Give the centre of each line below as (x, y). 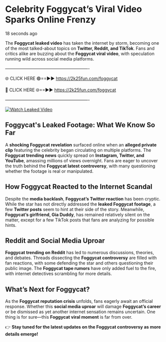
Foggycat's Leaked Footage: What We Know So (80, 125)
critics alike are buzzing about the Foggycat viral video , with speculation (80, 54)
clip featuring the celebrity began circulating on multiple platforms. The (78, 150)
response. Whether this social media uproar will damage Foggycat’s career (83, 307)
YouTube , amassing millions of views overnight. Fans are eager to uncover (82, 160)
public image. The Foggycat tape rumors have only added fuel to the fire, (81, 269)
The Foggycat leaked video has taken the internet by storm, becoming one (82, 43)
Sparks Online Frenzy (50, 20)
